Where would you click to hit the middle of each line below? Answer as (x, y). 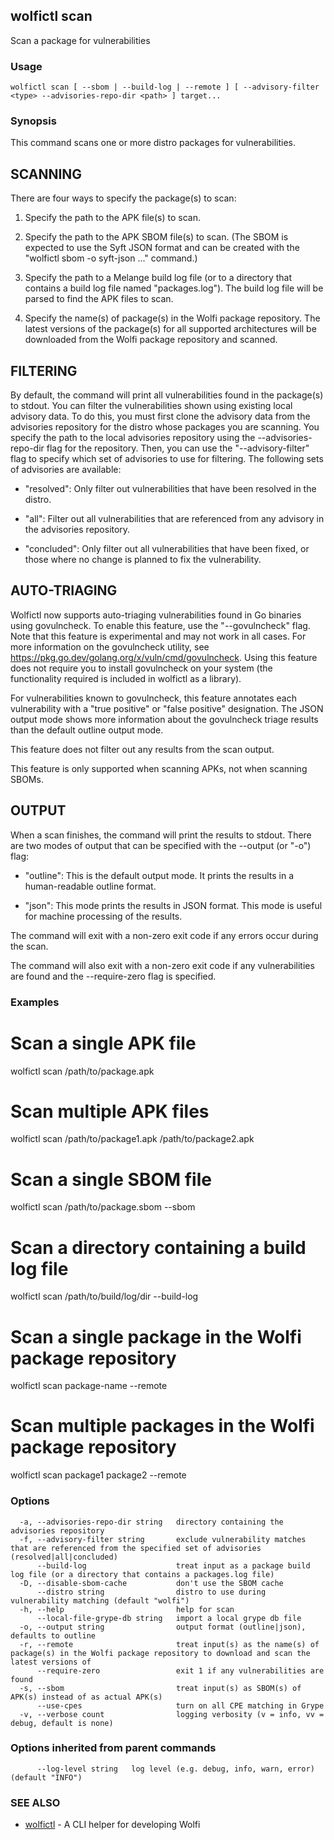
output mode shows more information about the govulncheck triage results (164, 719)
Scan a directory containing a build (158, 1247)
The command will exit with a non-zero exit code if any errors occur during (164, 935)
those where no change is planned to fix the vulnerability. (143, 560)
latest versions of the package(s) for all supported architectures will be (170, 329)
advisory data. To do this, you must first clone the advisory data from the (160, 416)
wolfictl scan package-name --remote (89, 1386)
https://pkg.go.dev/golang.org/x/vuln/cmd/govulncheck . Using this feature (164, 657)
